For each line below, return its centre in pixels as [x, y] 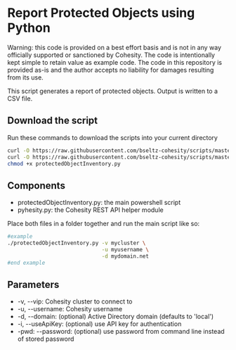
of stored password [46, 339]
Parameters [33, 284]
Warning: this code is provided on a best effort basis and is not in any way [114, 47]
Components [36, 186]
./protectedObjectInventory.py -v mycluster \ [77, 243]
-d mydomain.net [125, 256]
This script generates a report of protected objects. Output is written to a [113, 91]
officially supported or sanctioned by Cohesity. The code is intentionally [111, 55]
